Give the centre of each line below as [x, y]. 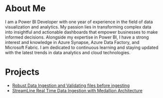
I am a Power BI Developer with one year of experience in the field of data [79, 22]
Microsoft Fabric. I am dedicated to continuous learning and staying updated [82, 47]
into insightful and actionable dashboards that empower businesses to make [81, 32]
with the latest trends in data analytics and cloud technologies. [68, 52]
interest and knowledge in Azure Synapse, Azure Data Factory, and [72, 42]
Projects [22, 72]
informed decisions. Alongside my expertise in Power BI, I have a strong [77, 37]
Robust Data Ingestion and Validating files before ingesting [71, 85]
